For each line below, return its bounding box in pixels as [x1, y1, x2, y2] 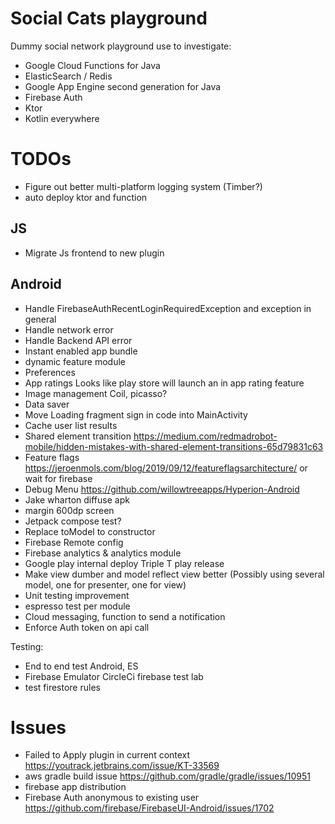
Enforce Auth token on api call [24, 621, 150, 633]
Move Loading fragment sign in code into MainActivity [24, 408, 248, 421]
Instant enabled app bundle [24, 345, 138, 357]
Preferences [24, 366, 76, 378]
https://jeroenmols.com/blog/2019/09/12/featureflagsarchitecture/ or [24, 462, 308, 474]
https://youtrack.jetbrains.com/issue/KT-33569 [24, 760, 220, 772]
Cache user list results [24, 419, 118, 431]
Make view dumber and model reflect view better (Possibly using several [24, 568, 325, 580]
